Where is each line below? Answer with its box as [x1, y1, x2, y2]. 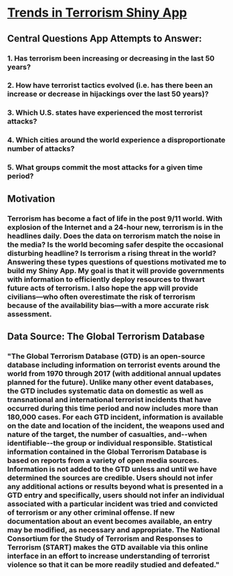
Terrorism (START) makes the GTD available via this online [7, 542, 209, 552]
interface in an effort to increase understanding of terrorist [7, 551, 210, 561]
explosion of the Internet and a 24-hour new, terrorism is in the [7, 222, 224, 232]
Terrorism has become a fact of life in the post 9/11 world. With [7, 213, 223, 223]
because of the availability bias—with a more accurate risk [7, 300, 209, 310]
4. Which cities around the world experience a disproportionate [7, 135, 226, 145]
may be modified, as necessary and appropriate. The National [7, 525, 220, 534]
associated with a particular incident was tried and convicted [7, 499, 218, 509]
